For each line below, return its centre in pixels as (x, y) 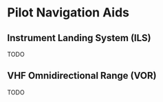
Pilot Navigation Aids (68, 13)
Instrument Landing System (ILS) (79, 38)
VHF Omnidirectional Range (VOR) (82, 76)
